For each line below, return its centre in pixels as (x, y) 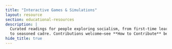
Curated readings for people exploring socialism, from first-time (83, 29)
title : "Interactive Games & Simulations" (51, 10)
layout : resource (24, 15)
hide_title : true (24, 39)
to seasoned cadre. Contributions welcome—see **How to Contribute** (85, 34)
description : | (21, 24)
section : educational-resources (40, 19)
